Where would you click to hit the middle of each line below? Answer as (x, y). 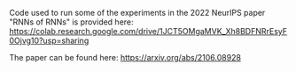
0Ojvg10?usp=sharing (49, 40)
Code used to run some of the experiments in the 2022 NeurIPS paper (137, 13)
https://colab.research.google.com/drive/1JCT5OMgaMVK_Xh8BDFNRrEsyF (148, 31)
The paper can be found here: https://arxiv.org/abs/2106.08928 (125, 57)
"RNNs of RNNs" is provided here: (72, 22)
